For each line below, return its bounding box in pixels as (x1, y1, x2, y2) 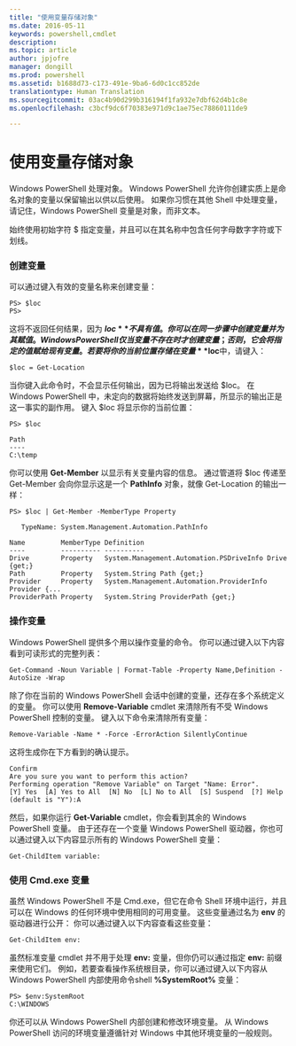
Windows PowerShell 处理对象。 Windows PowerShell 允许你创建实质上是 (9, 183, 279, 194)
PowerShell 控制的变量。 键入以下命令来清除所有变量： (9, 712, 210, 722)
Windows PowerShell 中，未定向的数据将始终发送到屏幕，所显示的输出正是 (9, 391, 283, 402)
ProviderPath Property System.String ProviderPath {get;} (9, 593, 237, 602)
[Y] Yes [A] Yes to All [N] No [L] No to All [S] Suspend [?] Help (9, 787, 284, 796)
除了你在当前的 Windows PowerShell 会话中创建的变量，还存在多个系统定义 (9, 690, 285, 700)
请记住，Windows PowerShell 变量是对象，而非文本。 (9, 206, 206, 216)
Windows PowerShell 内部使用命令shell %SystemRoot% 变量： (9, 974, 242, 985)
